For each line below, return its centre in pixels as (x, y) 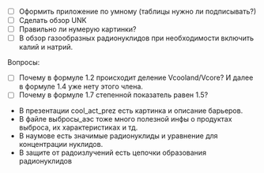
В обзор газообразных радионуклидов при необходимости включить (136, 38)
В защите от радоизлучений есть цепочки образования (113, 152)
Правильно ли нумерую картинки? (77, 29)
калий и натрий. (46, 47)
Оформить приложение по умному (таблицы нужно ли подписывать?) (138, 11)
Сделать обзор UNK (53, 21)
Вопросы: (24, 62)
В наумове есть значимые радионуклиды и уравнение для (118, 136)
